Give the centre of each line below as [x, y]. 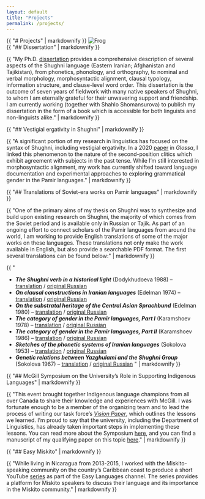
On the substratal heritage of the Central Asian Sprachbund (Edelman [106, 306]
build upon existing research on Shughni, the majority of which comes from [101, 217]
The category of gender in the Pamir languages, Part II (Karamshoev [103, 331]
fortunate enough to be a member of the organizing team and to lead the [98, 407]
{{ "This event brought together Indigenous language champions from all [98, 394]
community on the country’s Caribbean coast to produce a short [111, 470]
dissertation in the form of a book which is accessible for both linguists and [101, 111]
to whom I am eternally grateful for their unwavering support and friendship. [102, 98]
